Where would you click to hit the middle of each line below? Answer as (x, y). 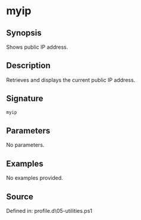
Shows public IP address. (37, 47)
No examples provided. (35, 178)
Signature (25, 99)
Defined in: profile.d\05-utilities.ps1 (49, 211)
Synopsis (24, 33)
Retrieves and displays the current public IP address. (71, 80)
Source (20, 197)
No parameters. (25, 145)
